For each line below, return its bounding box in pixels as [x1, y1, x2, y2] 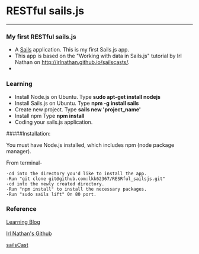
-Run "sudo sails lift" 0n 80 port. [6, 191, 97, 197]
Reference [6, 205, 37, 213]
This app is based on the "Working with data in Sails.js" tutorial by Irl [14, 52, 182, 60]
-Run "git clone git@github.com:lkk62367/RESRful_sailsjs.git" [6, 176, 166, 182]
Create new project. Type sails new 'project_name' [14, 105, 141, 113]
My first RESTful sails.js [6, 33, 76, 41]
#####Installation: [6, 130, 51, 137]
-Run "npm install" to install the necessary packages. [6, 186, 147, 192]
